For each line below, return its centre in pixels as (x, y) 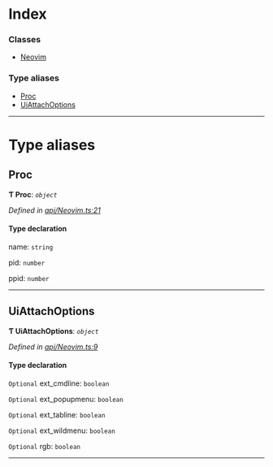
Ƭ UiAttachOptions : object (54, 331)
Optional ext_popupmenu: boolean (66, 399)
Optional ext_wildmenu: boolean (62, 430)
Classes (25, 40)
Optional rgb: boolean (45, 446)
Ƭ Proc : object (33, 194)
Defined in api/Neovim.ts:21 (55, 210)
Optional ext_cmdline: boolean (59, 383)
